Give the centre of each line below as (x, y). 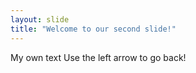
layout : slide (40, 19)
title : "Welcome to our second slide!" (93, 29)
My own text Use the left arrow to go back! (98, 57)
